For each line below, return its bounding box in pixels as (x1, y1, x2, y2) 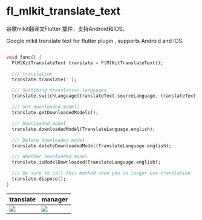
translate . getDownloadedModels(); (11, 110, 99, 116)
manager (41, 195, 68, 204)
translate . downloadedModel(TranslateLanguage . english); (11, 126, 155, 132)
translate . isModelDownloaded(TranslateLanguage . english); (11, 159, 161, 165)
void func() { (6, 54, 42, 60)
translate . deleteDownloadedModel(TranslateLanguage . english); (11, 142, 172, 149)
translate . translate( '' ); (11, 76, 77, 82)
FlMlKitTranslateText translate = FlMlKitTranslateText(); (11, 59, 164, 66)
